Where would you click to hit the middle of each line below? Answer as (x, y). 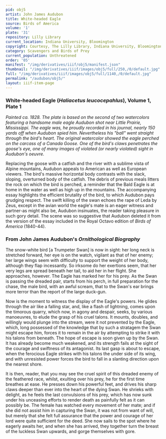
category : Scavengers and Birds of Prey (48, 51)
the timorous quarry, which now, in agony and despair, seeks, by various (79, 312)
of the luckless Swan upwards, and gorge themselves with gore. (71, 432)
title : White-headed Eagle (33, 19)
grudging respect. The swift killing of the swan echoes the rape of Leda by (81, 200)
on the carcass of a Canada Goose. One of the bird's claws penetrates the (82, 143)
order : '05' (18, 60)
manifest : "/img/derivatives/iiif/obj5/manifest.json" (63, 65)
